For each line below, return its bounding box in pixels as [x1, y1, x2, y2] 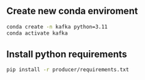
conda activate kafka [6, 30, 68, 37]
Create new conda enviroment [6, 5, 138, 17]
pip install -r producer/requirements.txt [6, 66, 129, 73]
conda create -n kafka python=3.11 [6, 23, 108, 30]
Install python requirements [6, 48, 127, 60]
